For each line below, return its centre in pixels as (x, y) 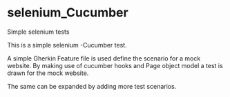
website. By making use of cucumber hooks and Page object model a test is (115, 65)
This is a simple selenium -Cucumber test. (67, 45)
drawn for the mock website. (48, 73)
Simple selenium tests (38, 32)
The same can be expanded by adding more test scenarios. (92, 86)
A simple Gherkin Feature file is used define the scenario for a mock (104, 58)
